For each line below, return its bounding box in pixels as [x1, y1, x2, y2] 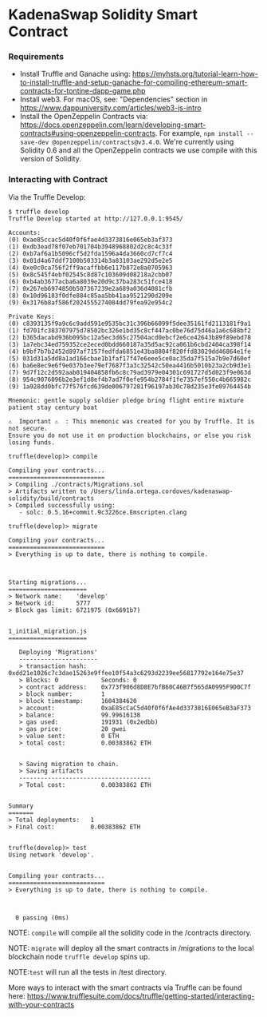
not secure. [8, 424, 48, 432]
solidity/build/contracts [8, 494, 94, 503]
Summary [8, 801, 34, 810]
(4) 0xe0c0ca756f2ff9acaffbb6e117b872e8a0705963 [8, 264, 173, 272]
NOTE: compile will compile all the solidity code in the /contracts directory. [8, 928, 253, 937]
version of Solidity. [19, 154, 81, 164]
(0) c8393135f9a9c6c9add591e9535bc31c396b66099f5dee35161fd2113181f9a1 [8, 320, 251, 328]
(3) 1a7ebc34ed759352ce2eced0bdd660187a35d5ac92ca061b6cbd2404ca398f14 [8, 340, 251, 348]
